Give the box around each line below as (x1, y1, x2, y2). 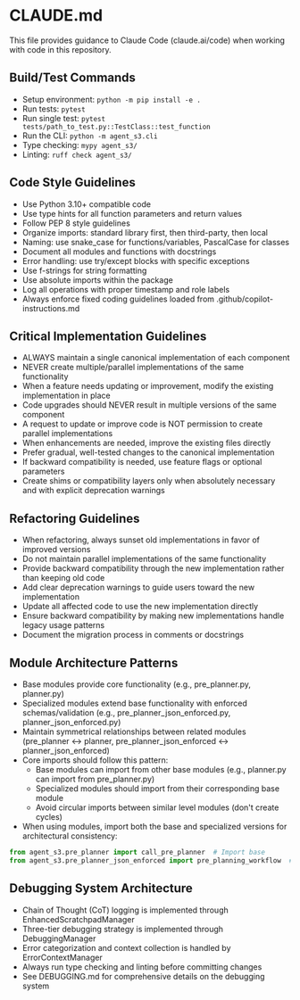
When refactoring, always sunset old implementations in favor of (21, 534, 261, 545)
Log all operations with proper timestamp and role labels (21, 284, 230, 294)
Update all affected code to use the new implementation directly (21, 601, 259, 612)
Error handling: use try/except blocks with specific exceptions (21, 255, 250, 266)
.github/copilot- (215, 293, 274, 304)
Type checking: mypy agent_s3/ (21, 139, 138, 150)
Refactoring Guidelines (9, 510, 140, 526)
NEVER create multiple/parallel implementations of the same (21, 362, 244, 373)
